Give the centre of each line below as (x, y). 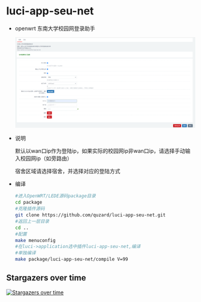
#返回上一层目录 (32, 221)
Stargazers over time (46, 278)
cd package (28, 203)
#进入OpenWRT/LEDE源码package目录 (55, 196)
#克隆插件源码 (30, 209)
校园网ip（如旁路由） (46, 158)
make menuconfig (35, 240)
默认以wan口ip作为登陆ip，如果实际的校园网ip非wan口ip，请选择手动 (100, 151)
